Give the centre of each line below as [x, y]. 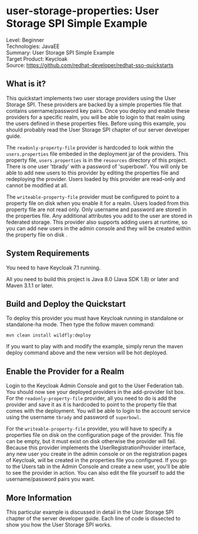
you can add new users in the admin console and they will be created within [98, 228]
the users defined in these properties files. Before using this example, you [96, 123]
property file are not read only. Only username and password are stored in [96, 209]
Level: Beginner [25, 40]
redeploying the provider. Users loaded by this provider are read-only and [96, 179]
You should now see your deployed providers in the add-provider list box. [95, 392]
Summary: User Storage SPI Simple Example [60, 52]
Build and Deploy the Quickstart [66, 304]
